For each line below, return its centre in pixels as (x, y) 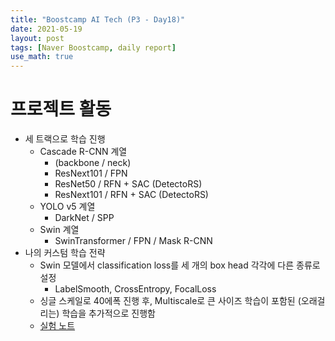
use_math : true (42, 57)
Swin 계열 (59, 230)
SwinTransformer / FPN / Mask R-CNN (133, 241)
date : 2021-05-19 (46, 29)
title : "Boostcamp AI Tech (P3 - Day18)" (98, 19)
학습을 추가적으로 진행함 (108, 313)
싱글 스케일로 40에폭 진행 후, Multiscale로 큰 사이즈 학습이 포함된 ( (170, 301)
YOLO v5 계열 (67, 207)
